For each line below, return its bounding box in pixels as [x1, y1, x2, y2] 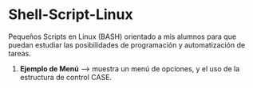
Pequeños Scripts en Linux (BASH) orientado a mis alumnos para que [8, 32, 237, 41]
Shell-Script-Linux [8, 6, 133, 24]
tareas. [8, 48, 32, 58]
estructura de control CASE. [19, 72, 113, 82]
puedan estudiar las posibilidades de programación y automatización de [8, 40, 246, 49]
